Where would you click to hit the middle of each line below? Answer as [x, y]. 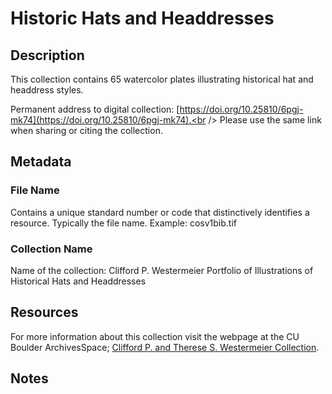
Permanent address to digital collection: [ [95, 109]
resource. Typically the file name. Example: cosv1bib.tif [123, 223]
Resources [44, 312]
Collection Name [51, 249]
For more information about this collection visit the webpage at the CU [155, 336]
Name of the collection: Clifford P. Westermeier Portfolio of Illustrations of [162, 270]
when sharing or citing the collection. [86, 130]
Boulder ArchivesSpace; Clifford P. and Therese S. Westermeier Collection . [165, 347]
